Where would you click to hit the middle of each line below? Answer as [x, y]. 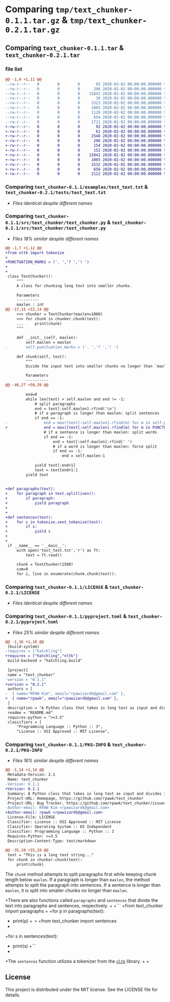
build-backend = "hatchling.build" [45, 661]
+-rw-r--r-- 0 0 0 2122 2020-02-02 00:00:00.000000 [83, 174]
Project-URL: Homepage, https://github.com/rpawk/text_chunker [75, 798]
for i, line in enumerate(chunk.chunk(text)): [66, 574]
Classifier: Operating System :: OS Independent [60, 827]
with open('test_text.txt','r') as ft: [58, 550]
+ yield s [28, 531]
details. [13, 995]
